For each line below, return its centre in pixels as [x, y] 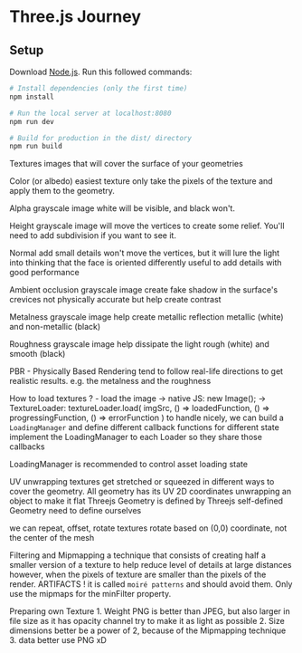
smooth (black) [38, 354]
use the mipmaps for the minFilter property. [90, 594]
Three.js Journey [75, 17]
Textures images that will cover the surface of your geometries [127, 164]
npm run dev [32, 121]
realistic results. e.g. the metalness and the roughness [110, 381]
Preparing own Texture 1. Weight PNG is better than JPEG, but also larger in [150, 611]
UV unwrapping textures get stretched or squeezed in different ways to [142, 482]
